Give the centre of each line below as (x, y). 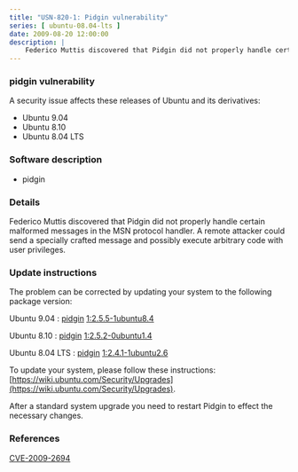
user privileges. (38, 250)
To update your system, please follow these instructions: (112, 370)
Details (25, 202)
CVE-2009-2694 (40, 458)
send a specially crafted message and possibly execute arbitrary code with (146, 240)
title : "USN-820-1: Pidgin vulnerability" (89, 17)
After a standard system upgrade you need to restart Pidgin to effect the (141, 406)
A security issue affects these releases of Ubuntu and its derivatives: (135, 101)
